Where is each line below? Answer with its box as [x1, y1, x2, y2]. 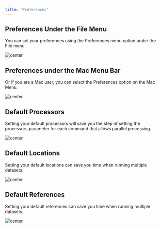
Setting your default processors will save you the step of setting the [5, 121, 141, 126]
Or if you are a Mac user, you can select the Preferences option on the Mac [5, 79, 155, 85]
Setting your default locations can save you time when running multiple [5, 162, 147, 167]
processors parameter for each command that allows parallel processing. [5, 126, 152, 132]
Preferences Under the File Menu [5, 25, 107, 33]
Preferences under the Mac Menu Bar [5, 66, 121, 75]
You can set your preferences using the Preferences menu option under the [5, 38, 156, 44]
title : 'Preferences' [5, 7, 49, 12]
